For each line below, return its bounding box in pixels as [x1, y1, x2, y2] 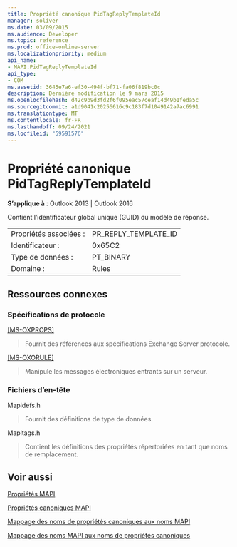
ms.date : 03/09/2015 [7, 24, 69, 31]
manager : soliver [7, 17, 59, 24]
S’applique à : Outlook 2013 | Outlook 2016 [7, 199, 134, 208]
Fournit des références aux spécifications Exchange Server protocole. [24, 339, 231, 348]
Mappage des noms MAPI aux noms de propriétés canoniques [7, 531, 191, 540]
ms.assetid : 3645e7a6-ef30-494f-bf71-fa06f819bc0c [7, 83, 161, 91]
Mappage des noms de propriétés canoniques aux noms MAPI [7, 518, 191, 526]
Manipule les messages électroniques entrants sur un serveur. [24, 367, 208, 375]
